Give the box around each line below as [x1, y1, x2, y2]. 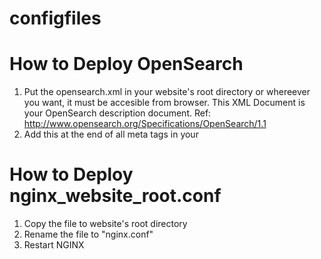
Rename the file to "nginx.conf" [23, 228, 154, 241]
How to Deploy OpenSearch [9, 53, 244, 76]
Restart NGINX [23, 239, 85, 251]
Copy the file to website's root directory [23, 218, 188, 230]
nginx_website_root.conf [9, 185, 222, 207]
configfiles [9, 7, 102, 30]
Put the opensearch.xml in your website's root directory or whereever [23, 86, 311, 98]
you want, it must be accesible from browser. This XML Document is [23, 97, 306, 109]
